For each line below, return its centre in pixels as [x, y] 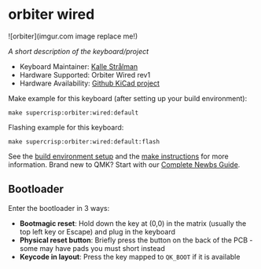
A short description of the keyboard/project [79, 51]
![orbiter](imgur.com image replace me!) [73, 36]
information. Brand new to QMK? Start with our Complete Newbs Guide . [124, 164]
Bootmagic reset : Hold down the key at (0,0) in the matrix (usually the [133, 223]
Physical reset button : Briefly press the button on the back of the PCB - [136, 240]
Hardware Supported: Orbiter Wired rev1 [85, 75]
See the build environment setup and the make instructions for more [119, 156]
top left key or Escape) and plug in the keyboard [97, 231]
